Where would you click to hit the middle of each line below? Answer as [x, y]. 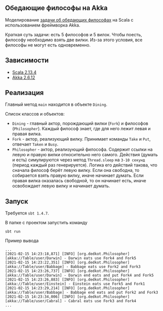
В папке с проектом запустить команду [46, 223]
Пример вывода [22, 241]
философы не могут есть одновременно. [48, 45]
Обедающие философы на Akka [56, 8]
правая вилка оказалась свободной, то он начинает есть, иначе [79, 181]
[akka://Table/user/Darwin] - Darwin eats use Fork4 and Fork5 [71, 258]
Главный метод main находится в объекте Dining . [56, 104]
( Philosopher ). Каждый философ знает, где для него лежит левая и [81, 129]
